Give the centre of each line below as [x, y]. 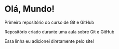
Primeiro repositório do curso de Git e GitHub [49, 22]
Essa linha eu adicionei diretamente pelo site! [49, 41]
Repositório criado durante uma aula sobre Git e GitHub [59, 32]
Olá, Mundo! [30, 9]
